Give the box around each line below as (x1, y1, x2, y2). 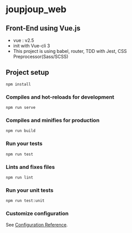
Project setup (6, 68, 50, 77)
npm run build (6, 128, 36, 133)
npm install (6, 81, 31, 87)
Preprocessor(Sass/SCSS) (13, 53, 69, 60)
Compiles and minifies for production (6, 117, 100, 124)
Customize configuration (6, 210, 69, 217)
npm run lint (6, 175, 34, 180)
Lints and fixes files (6, 163, 55, 170)
